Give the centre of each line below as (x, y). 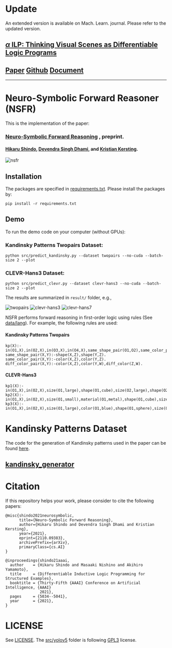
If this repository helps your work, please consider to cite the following (80, 501)
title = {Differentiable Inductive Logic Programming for (78, 574)
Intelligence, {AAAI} (28, 588)
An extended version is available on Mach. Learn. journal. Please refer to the (86, 23)
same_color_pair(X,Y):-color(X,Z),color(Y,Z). (56, 359)
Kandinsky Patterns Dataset (66, 429)
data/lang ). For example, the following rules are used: (61, 323)
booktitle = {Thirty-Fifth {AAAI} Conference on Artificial (75, 583)
